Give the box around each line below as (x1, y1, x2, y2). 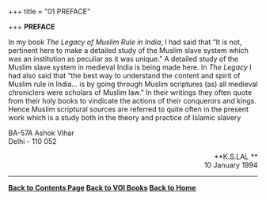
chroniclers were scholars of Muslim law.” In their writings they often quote (8, 88, 253, 97)
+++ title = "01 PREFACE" (8, 7, 91, 16)
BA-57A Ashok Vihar (8, 128, 74, 138)
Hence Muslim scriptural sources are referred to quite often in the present (8, 104, 249, 114)
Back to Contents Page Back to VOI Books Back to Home (8, 183, 196, 192)
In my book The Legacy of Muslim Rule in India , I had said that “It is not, (8, 37, 242, 47)
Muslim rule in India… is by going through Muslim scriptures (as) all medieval (8, 79, 258, 89)
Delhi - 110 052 (8, 137, 57, 145)
